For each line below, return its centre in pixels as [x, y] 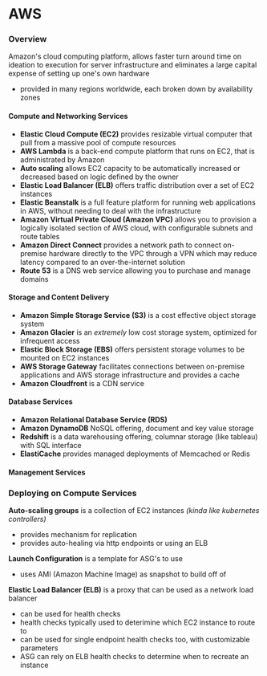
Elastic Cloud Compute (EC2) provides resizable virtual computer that [136, 134]
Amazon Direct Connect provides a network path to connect [121, 245]
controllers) [27, 519]
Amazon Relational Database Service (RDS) [93, 420]
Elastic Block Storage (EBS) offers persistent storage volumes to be [132, 349]
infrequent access [50, 340]
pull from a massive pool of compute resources [98, 142]
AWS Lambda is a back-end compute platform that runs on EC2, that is [137, 151]
